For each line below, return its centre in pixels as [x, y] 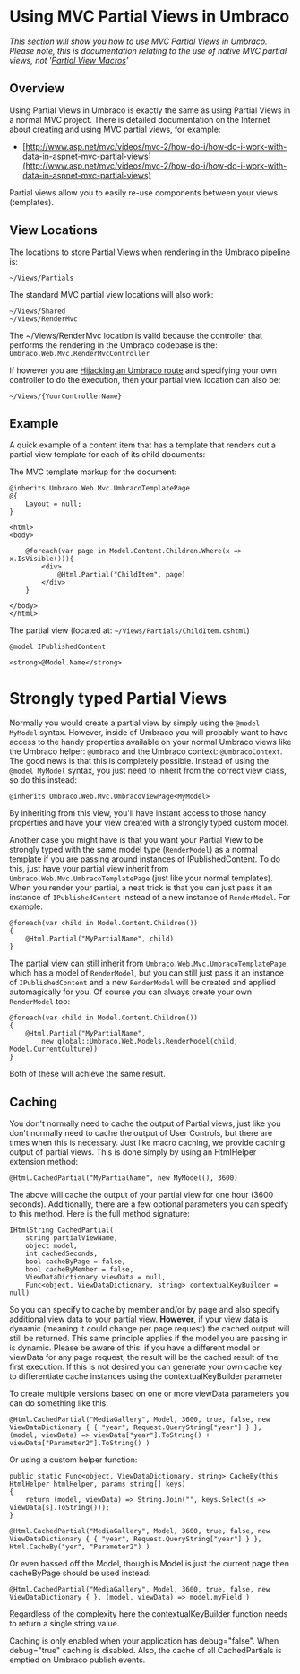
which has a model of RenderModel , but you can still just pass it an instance [147, 973]
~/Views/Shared [38, 311]
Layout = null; [54, 504]
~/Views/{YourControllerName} [66, 396]
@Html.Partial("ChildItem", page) [121, 575]
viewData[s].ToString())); [60, 1508]
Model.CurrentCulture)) [54, 1050]
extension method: [44, 1162]
